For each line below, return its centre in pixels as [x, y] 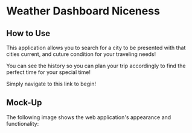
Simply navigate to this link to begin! [51, 84]
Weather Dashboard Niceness [83, 11]
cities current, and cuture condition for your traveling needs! [81, 54]
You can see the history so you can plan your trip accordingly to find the [96, 66]
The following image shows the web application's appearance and [89, 117]
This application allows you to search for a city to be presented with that [96, 48]
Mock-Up [24, 103]
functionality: [23, 123]
